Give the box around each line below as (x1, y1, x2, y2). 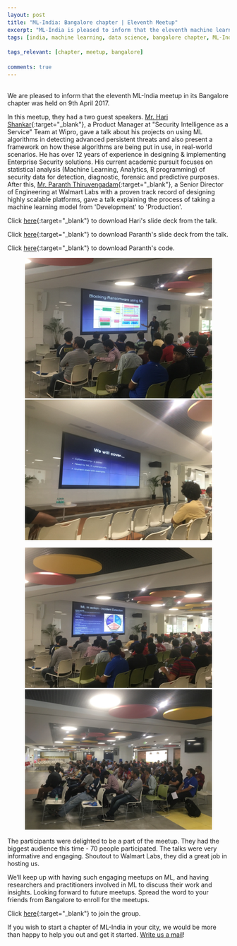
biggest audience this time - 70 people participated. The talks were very (7, 844, 217, 853)
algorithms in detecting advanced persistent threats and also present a (7, 135, 213, 143)
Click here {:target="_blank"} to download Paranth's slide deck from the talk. (7, 230, 229, 238)
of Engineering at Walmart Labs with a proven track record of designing (7, 187, 215, 196)
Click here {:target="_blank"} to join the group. (7, 909, 141, 918)
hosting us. (7, 859, 40, 868)
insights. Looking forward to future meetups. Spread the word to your (7, 887, 209, 897)
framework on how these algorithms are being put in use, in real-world (7, 142, 212, 151)
